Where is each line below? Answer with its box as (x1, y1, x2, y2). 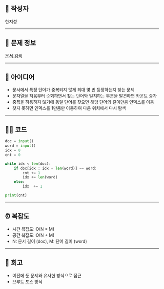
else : (14, 179, 25, 184)
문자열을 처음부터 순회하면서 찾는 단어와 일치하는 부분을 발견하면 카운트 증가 (12, 93, 157, 99)
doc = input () (5, 139, 34, 144)
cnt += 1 (22, 170, 41, 175)
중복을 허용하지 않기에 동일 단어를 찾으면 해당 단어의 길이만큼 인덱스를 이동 (12, 99, 155, 105)
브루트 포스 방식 (12, 278, 42, 285)
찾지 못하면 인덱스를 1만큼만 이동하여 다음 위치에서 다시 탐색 (12, 105, 126, 111)
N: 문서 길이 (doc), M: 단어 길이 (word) (12, 238, 87, 244)
